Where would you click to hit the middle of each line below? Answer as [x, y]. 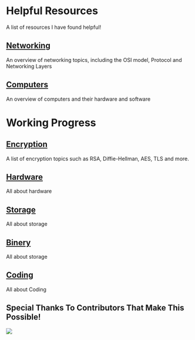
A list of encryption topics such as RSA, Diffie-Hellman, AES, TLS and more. [98, 159]
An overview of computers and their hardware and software [78, 99]
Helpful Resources [52, 11]
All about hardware [29, 191]
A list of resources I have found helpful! [54, 27]
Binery [19, 242]
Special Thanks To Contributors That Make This [95, 308]
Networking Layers [29, 66]
